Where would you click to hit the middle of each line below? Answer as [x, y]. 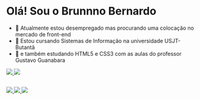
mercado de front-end [43, 34]
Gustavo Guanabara [40, 60]
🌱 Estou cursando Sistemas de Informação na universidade [89, 41]
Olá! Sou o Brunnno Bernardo [81, 11]
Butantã [25, 47]
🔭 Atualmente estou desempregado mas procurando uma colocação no [105, 28]
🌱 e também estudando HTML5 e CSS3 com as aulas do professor [98, 53]
